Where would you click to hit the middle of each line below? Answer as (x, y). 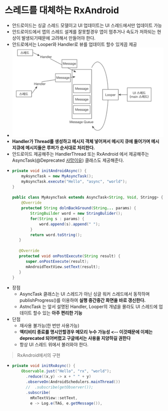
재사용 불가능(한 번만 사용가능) (50, 326)
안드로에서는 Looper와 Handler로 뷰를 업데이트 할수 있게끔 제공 (74, 44)
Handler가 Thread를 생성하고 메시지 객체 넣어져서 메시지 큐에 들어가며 (81, 142)
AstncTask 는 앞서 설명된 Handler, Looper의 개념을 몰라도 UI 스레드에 (89, 307)
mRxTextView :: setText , (54, 398)
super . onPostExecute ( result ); (57, 261)
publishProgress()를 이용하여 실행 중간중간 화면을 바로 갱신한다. (83, 300)
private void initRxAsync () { (44, 366)
